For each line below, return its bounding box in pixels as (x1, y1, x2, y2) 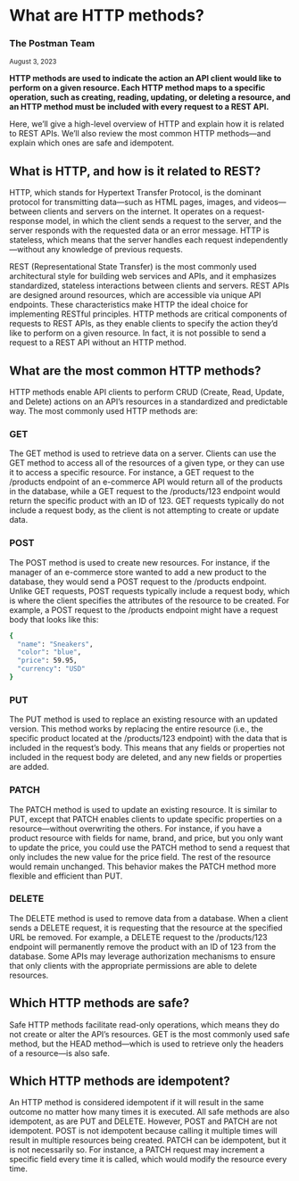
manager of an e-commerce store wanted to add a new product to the (9, 566, 267, 577)
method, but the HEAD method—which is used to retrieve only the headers (9, 1038, 284, 1049)
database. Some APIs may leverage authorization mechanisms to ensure (9, 951, 276, 962)
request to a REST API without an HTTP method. (9, 337, 187, 348)
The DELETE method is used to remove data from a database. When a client (9, 913, 288, 923)
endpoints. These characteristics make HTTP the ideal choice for (9, 300, 248, 310)
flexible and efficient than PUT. (9, 871, 123, 881)
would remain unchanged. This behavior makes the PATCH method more (9, 861, 277, 871)
